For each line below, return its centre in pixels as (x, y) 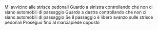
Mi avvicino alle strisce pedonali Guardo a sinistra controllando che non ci (79, 7)
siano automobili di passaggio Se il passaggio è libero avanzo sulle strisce (79, 17)
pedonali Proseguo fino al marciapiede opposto (52, 22)
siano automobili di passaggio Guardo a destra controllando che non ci (76, 12)
